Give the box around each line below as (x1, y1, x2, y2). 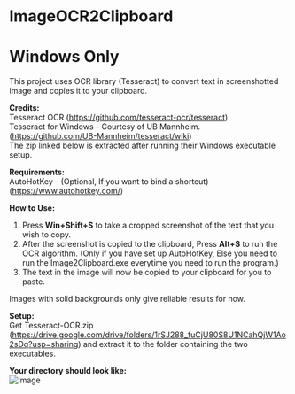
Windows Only (9, 47, 120, 67)
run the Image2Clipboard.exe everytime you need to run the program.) (21, 258, 279, 268)
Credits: (9, 103, 40, 113)
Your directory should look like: (9, 366, 127, 376)
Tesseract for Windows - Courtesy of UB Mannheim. (9, 121, 201, 132)
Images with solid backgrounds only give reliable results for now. (9, 294, 246, 305)
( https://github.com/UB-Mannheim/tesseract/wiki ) (9, 131, 192, 142)
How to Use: (9, 203, 56, 213)
